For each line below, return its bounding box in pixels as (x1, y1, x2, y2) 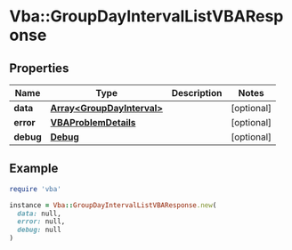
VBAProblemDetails (50, 117, 136, 128)
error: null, (17, 217, 66, 226)
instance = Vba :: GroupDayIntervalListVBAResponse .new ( (9, 200, 217, 210)
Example (9, 161, 59, 176)
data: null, (17, 209, 62, 218)
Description (171, 87, 223, 99)
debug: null (17, 225, 62, 235)
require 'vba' (9, 184, 62, 193)
